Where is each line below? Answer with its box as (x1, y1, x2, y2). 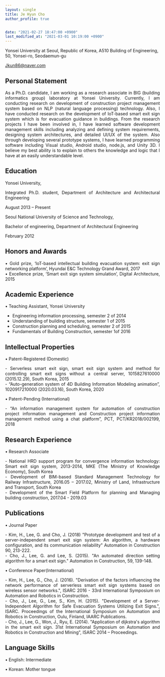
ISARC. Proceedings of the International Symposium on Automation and (5, 608, 160, 614)
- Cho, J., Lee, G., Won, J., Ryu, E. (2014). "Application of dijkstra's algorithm (5, 619, 160, 625)
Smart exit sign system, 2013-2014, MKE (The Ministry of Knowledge (5, 464, 160, 469)
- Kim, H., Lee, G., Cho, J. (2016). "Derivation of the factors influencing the (5, 577, 160, 583)
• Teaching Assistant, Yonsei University (5, 304, 85, 309)
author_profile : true (5, 16, 50, 21)
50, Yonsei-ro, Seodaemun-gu (5, 53, 66, 59)
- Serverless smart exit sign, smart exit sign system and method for (5, 366, 160, 372)
